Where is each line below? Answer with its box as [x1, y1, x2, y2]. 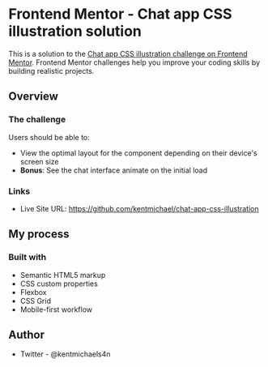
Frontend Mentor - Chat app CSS [8, 5, 232, 23]
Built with [8, 252, 47, 263]
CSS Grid [19, 296, 51, 305]
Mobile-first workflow [19, 305, 93, 314]
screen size [19, 156, 59, 166]
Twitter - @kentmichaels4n [19, 349, 111, 359]
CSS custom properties [19, 279, 99, 288]
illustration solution [8, 22, 142, 41]
